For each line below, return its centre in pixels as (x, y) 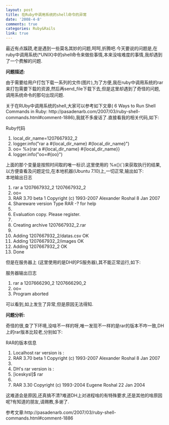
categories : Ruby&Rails (31, 29)
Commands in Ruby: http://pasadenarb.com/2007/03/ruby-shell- (73, 111)
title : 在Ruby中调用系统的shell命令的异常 (46, 15)
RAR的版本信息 (21, 343)
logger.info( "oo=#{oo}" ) (38, 154)
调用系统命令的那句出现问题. (35, 95)
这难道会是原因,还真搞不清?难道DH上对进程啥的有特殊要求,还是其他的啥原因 (84, 395)
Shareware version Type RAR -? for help (55, 203)
